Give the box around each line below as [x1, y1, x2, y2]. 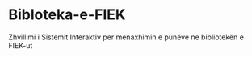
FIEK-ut [8, 40, 33, 50]
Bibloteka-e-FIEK [8, 6, 126, 24]
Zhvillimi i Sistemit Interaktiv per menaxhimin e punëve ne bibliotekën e [8, 32, 245, 42]
